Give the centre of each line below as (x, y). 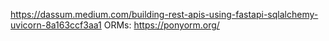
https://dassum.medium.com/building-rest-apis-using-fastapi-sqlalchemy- (164, 14)
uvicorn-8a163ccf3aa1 (56, 25)
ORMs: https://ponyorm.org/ (161, 25)
